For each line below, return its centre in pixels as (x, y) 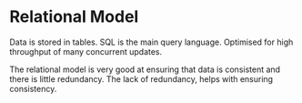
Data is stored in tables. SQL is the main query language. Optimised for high (151, 42)
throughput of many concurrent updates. (86, 51)
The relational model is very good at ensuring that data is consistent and (145, 69)
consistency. (33, 88)
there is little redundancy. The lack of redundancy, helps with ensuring (141, 78)
